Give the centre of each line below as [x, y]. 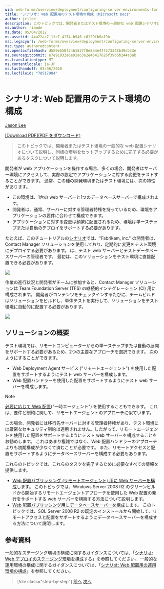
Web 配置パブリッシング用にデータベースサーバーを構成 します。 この [82, 505]
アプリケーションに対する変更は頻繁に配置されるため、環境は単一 [78, 221]
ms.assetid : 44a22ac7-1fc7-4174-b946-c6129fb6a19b [58, 37]
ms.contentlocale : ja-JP [30, 64]
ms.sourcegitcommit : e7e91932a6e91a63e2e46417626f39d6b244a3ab [71, 55]
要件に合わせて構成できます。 [76, 215]
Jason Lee [16, 125]
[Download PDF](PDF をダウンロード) [43, 135]
